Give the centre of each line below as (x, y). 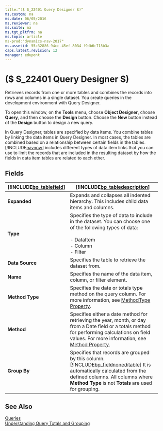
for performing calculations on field (110, 333)
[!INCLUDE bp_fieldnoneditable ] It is (111, 365)
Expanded (19, 201)
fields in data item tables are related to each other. (55, 158)
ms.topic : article (24, 37)
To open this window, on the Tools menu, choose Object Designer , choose (80, 112)
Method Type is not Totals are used (111, 383)
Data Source (22, 263)
